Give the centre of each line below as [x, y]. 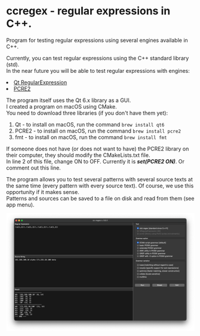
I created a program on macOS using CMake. [62, 106]
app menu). [20, 205]
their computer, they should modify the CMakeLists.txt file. [78, 155]
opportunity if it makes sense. [43, 192]
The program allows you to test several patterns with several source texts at [99, 179]
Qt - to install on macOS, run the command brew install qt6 [90, 124]
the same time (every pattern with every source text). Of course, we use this [100, 186]
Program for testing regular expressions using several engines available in [97, 40]
